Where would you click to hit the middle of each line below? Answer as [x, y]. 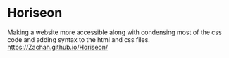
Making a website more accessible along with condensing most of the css [114, 32]
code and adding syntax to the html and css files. [79, 39]
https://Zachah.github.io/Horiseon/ [58, 47]
